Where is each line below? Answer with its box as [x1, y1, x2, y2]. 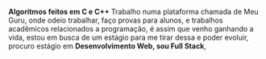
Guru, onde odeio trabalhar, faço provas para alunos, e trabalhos [8, 15, 223, 25]
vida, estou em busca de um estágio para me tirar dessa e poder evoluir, [8, 32, 249, 42]
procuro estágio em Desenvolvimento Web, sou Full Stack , [8, 41, 207, 51]
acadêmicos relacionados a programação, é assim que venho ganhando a [8, 24, 254, 33]
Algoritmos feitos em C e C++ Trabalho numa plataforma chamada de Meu [8, 7, 260, 16]
